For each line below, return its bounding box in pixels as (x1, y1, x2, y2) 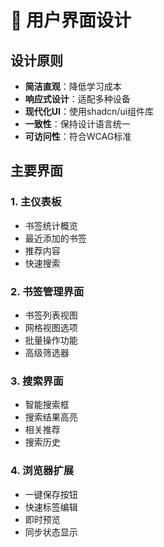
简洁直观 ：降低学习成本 (24, 81, 122, 92)
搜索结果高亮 (24, 411, 78, 423)
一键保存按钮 (24, 488, 78, 500)
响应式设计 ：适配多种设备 (24, 93, 131, 105)
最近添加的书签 (24, 232, 87, 244)
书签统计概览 (24, 219, 78, 231)
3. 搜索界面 (10, 374, 64, 388)
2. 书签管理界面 (10, 284, 85, 298)
